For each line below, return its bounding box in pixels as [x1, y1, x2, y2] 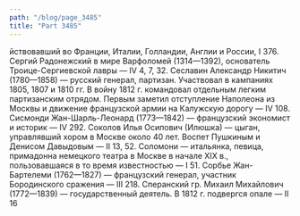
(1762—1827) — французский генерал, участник [53, 169, 237, 179]
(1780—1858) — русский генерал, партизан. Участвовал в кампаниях [9, 74, 273, 85]
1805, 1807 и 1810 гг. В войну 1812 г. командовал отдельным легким [9, 84, 267, 95]
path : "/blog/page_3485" [9, 12, 102, 22]
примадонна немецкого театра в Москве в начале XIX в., [9, 150, 229, 161]
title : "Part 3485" [9, 21, 82, 30]
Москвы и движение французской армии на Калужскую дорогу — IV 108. [9, 103, 291, 113]
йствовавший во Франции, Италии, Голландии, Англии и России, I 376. [9, 46, 279, 56]
